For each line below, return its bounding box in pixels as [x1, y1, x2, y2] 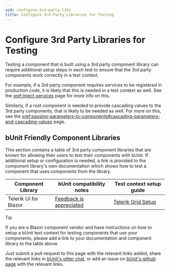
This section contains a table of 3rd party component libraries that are [5, 147, 152, 153]
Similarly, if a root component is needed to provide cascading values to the [5, 102, 161, 109]
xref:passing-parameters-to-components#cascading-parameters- [22, 113, 160, 120]
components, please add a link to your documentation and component [5, 235, 152, 241]
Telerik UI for [8, 196, 39, 203]
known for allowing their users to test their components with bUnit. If [5, 152, 148, 159]
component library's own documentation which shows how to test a [5, 163, 147, 169]
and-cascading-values [5, 119, 53, 125]
